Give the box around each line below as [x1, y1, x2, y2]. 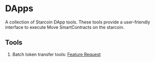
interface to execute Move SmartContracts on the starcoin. [5, 24, 125, 30]
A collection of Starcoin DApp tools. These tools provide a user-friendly [5, 19, 151, 25]
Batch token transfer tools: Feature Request [12, 51, 101, 57]
